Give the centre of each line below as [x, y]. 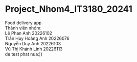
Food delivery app [23, 23]
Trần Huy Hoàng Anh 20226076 [37, 38]
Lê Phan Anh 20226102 [29, 33]
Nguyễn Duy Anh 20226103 [33, 43]
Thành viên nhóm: [23, 28]
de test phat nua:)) [24, 54]
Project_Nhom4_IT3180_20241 [69, 9]
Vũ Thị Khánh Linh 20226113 [34, 49]
